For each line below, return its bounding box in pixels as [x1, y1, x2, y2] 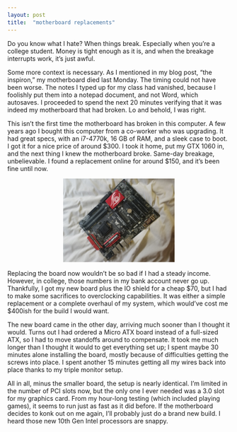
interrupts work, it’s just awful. [7, 54, 96, 63]
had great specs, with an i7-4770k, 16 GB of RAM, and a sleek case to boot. [7, 134, 228, 143]
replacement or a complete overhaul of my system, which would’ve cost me [7, 299, 229, 308]
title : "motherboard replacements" [7, 18, 115, 26]
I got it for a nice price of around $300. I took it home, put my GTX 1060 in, [7, 141, 225, 150]
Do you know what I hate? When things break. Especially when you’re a [7, 39, 216, 47]
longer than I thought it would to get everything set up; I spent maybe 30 [7, 343, 219, 351]
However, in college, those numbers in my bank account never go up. [7, 276, 210, 285]
